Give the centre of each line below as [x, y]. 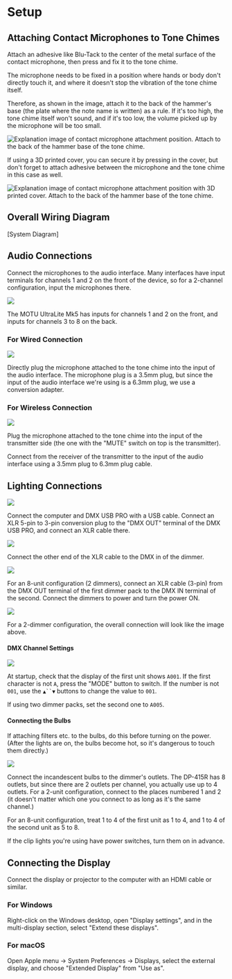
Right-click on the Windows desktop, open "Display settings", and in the [110, 920]
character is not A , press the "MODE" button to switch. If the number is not [113, 684]
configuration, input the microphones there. [69, 287]
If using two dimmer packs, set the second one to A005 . [86, 705]
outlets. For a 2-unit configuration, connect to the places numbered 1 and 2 [114, 792]
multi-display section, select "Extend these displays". [83, 928]
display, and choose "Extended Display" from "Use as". [86, 968]
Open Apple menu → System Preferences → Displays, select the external [111, 960]
